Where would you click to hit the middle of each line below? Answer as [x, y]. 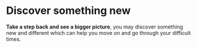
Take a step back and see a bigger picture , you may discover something [95, 27]
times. [14, 39]
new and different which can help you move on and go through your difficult [98, 32]
